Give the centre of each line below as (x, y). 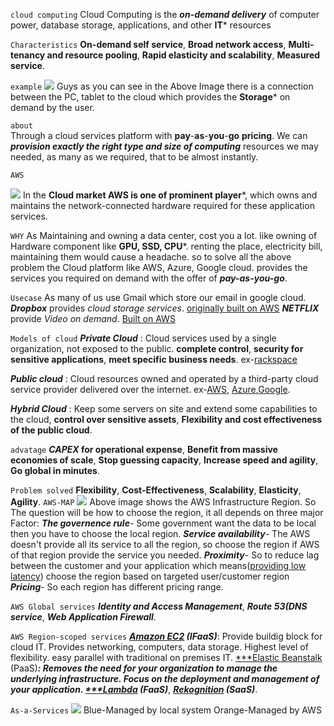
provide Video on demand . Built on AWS (93, 318)
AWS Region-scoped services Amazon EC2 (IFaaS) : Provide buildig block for (166, 636)
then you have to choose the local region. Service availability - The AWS (160, 533)
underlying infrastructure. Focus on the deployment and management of (165, 678)
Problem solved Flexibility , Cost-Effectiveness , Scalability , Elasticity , (156, 490)
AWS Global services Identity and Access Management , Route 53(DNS (159, 606)
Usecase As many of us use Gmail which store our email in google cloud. (158, 297)
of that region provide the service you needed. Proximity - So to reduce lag (165, 555)
